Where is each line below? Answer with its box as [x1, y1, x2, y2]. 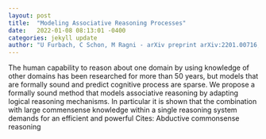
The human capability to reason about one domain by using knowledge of [8, 63, 250, 72]
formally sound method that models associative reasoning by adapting [8, 88, 239, 98]
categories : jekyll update [8, 33, 98, 42]
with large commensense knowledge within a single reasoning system [8, 105, 237, 115]
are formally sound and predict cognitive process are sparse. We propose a [8, 80, 256, 90]
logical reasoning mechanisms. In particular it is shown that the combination [8, 97, 257, 106]
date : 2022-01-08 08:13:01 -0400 [8, 26, 126, 34]
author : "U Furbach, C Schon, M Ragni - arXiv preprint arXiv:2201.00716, [8, 41, 261, 49]
